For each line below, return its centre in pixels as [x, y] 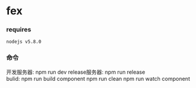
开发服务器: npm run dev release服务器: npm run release [76, 72]
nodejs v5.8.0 [24, 42]
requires [19, 30]
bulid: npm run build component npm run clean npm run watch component [98, 78]
